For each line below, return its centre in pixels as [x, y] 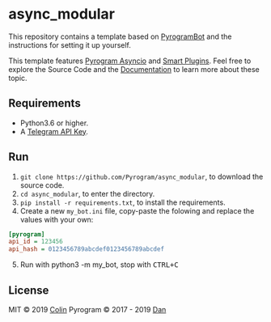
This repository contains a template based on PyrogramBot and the [120, 36]
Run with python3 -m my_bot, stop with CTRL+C [100, 265]
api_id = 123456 [36, 242]
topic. [18, 78]
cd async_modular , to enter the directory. [87, 193]
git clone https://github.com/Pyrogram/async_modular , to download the [142, 176]
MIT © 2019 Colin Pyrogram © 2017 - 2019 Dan [87, 309]
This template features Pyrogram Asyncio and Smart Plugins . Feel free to [130, 61]
